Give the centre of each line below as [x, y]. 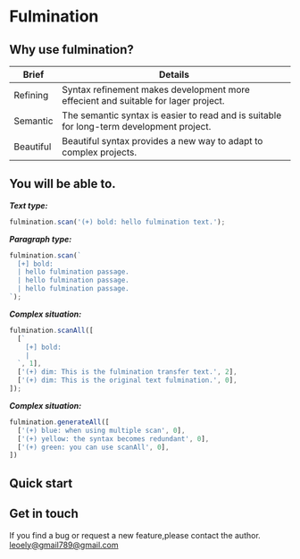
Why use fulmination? [71, 50]
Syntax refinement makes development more [156, 89]
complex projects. [100, 152]
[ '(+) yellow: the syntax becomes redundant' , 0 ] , [113, 439]
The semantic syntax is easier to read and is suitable [172, 115]
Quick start [41, 483]
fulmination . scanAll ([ [51, 330]
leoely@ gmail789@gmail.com [64, 545]
